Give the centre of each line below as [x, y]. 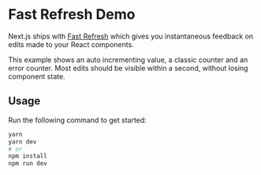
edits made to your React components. [71, 44]
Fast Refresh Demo [72, 15]
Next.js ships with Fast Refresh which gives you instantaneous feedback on [131, 36]
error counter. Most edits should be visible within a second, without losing [128, 67]
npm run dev [28, 164]
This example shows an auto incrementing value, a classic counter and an [128, 60]
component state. [37, 76]
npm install [28, 156]
